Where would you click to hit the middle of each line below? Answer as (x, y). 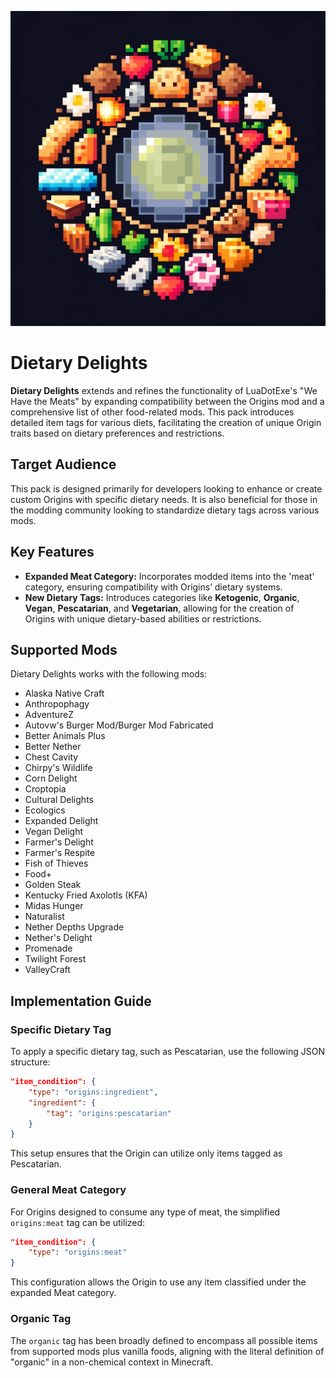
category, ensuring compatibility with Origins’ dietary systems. (153, 587)
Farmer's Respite (60, 853)
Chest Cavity (51, 757)
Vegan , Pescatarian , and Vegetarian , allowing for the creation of (159, 608)
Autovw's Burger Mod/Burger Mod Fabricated (119, 725)
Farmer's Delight (59, 842)
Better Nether (53, 747)
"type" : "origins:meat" (78, 1252)
